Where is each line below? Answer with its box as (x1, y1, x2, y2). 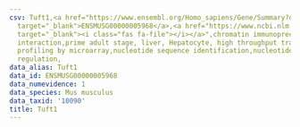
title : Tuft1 (9, 105, 58, 114)
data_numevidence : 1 (9, 80, 87, 89)
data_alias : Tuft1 (9, 63, 78, 72)
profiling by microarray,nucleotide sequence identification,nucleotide (17, 47, 294, 55)
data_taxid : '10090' (9, 96, 87, 106)
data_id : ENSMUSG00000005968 (9, 72, 118, 80)
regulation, (17, 55, 62, 63)
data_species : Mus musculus (9, 88, 114, 97)
